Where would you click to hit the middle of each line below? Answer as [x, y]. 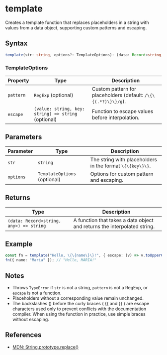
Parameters [24, 137]
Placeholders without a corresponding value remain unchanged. [78, 298]
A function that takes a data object [113, 220]
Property [18, 80]
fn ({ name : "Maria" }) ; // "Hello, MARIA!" [51, 260]
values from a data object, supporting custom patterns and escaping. [76, 27]
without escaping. [31, 319]
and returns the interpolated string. [114, 226]
